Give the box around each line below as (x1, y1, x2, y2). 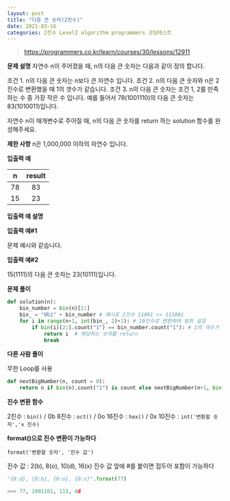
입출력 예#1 (7, 227, 38, 235)
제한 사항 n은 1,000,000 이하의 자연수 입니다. (7, 140, 128, 148)
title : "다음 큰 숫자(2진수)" (7, 16, 84, 23)
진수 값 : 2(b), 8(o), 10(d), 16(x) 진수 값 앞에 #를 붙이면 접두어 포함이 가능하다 (7, 462, 214, 470)
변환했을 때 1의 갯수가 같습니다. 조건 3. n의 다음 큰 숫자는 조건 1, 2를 (25, 85, 207, 93)
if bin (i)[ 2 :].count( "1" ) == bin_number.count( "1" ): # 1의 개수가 (31, 324, 219, 331)
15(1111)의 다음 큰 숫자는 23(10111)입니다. (7, 270, 116, 279)
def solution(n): (7, 298, 57, 305)
